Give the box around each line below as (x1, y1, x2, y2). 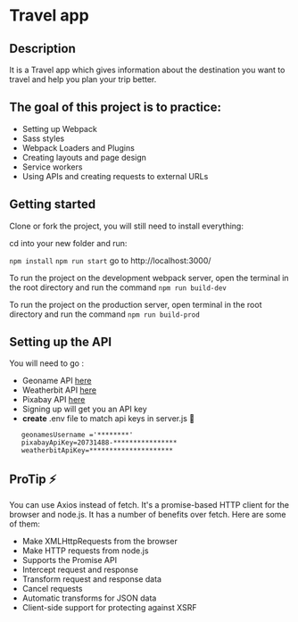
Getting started (9, 197, 96, 212)
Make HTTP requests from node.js (21, 545, 149, 556)
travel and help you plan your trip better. (9, 74, 157, 85)
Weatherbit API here (21, 385, 96, 395)
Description (9, 41, 76, 56)
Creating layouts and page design (21, 152, 147, 162)
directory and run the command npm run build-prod (9, 309, 201, 319)
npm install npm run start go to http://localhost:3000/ (9, 255, 211, 266)
